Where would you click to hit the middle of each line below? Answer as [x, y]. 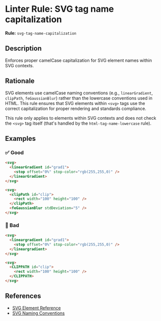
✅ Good [14, 152]
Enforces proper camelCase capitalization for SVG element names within [79, 60]
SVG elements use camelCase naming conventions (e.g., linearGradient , [79, 93]
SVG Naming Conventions [38, 313]
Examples [20, 138]
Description [23, 48]
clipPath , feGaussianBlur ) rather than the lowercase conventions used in [79, 98]
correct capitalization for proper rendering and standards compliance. [76, 108]
